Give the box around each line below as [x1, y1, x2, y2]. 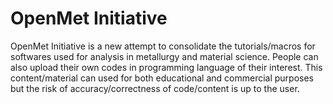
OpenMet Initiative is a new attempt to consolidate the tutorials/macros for [10, 40, 316, 52]
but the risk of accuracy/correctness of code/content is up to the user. [10, 82, 300, 94]
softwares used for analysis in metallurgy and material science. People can [10, 50, 319, 62]
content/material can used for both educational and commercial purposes [10, 72, 314, 84]
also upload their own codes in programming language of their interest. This [10, 61, 323, 73]
